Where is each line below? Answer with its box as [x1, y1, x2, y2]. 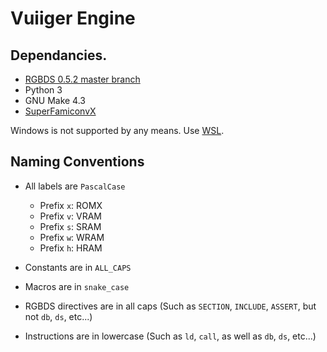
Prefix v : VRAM [39, 210, 103, 222]
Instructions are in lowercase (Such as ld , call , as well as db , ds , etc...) [24, 330, 317, 342]
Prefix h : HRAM [39, 242, 103, 254]
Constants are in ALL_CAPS [24, 261, 132, 273]
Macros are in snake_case [24, 280, 130, 292]
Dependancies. [10, 47, 108, 64]
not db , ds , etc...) [24, 310, 93, 322]
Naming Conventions [10, 153, 145, 171]
